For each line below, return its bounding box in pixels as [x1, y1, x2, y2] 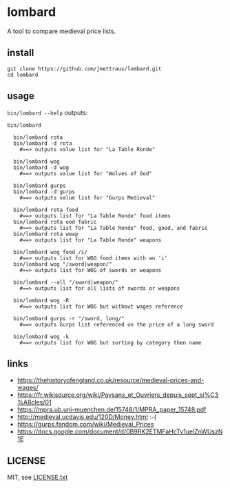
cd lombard [7, 71, 39, 78]
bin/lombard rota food [13, 206, 79, 213]
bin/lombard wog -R [13, 297, 70, 304]
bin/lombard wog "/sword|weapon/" [13, 260, 112, 268]
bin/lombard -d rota [13, 139, 72, 147]
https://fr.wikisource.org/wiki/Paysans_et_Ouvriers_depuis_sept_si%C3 [17, 391, 219, 399]
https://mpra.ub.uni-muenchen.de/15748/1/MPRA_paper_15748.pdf [17, 405, 207, 414]
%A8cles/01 [17, 398, 52, 407]
